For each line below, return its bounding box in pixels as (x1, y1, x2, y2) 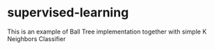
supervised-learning (7, 5, 129, 21)
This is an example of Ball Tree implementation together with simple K (7, 27, 207, 36)
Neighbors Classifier (7, 34, 66, 42)
